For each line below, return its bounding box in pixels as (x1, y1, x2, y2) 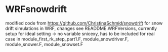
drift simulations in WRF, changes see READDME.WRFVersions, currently (5, 25, 157, 31)
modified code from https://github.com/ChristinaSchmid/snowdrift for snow (5, 20, 163, 26)
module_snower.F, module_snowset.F (5, 41, 83, 47)
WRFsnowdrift (5, 3, 67, 15)
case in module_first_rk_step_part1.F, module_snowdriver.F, (5, 36, 129, 42)
